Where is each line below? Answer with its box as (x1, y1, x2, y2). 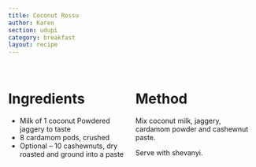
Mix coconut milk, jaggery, (135, 116, 221, 126)
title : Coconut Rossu (8, 11, 80, 20)
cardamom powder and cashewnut (135, 124, 249, 134)
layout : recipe (8, 41, 58, 49)
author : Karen (8, 19, 55, 27)
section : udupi (8, 26, 58, 34)
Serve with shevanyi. (135, 148, 203, 158)
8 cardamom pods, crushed (19, 133, 110, 143)
